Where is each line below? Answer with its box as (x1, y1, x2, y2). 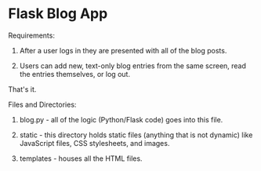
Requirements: (8, 31, 55, 40)
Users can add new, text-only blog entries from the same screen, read (19, 60, 247, 71)
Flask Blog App (8, 5, 108, 23)
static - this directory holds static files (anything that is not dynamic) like (19, 130, 253, 140)
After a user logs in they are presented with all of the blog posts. (19, 45, 227, 55)
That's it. (8, 84, 37, 94)
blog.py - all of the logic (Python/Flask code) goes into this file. (19, 115, 223, 124)
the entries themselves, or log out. (19, 69, 131, 78)
